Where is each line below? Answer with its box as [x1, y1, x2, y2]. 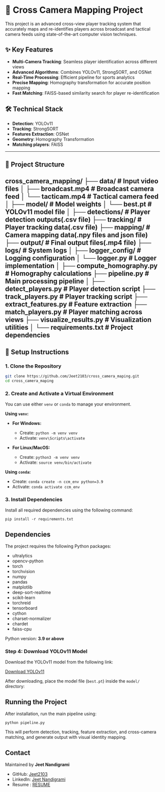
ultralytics [12, 553, 33, 559]
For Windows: [12, 420, 42, 426]
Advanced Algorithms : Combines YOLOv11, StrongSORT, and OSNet [12, 69, 152, 75]
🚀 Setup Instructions [5, 347, 69, 356]
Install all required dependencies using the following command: [5, 507, 134, 513]
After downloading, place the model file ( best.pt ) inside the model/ [5, 678, 140, 684]
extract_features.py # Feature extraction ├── [5, 300, 147, 309]
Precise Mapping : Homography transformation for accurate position [12, 79, 151, 85]
